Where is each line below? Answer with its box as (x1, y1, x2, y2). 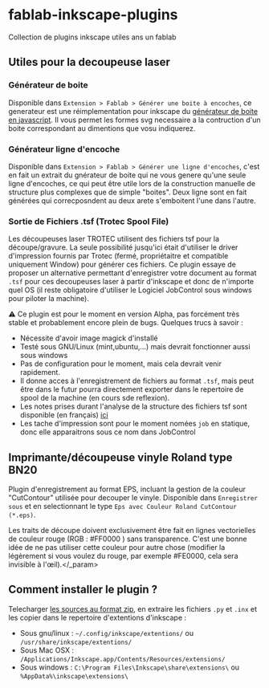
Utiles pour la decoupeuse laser (8, 55, 171, 69)
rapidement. (19, 368, 60, 377)
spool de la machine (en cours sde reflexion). (19, 393, 170, 403)
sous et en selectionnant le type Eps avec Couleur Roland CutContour (8, 502, 237, 511)
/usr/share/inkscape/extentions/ (19, 638, 132, 646)
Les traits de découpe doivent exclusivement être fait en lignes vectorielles (8, 526, 256, 535)
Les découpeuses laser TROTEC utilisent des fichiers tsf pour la (8, 234, 219, 244)
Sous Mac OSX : (19, 645, 75, 655)
